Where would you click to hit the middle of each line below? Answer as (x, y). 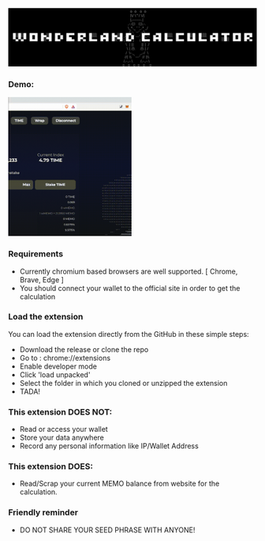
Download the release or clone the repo (84, 349)
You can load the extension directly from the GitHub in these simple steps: (129, 334)
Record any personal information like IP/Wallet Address (109, 446)
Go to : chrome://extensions (65, 358)
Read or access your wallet (63, 429)
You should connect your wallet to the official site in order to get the (130, 288)
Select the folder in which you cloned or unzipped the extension (123, 383)
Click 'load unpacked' (55, 374)
